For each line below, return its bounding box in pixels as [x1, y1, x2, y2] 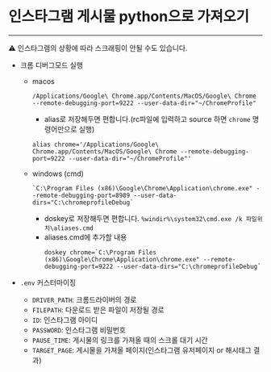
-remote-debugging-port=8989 [31, 191, 131, 199]
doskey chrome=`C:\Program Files [44, 248, 157, 257]
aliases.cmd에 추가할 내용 [44, 232, 127, 242]
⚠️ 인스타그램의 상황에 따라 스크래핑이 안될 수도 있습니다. [8, 43, 188, 52]
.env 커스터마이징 [19, 278, 77, 287]
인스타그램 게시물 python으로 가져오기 [8, 7, 250, 26]
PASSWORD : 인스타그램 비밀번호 [31, 324, 127, 335]
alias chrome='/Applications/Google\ [31, 140, 160, 148]
